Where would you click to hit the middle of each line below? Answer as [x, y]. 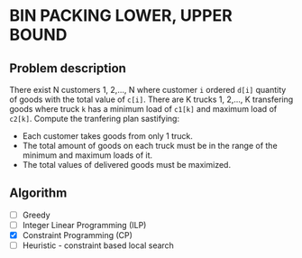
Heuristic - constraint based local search [98, 245]
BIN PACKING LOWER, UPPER [121, 16]
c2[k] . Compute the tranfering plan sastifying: [95, 119]
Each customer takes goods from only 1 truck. [108, 136]
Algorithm [38, 193]
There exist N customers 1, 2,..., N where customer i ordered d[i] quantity [148, 90]
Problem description [68, 68]
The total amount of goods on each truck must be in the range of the [150, 146]
